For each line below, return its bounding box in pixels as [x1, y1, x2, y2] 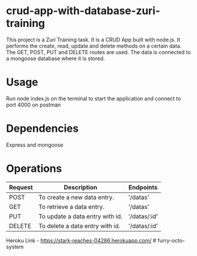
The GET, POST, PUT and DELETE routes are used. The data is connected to [6, 48, 191, 55]
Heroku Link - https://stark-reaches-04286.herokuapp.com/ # [6, 237, 157, 244]
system [6, 243, 24, 250]
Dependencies [6, 122, 79, 135]
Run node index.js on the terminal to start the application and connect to [6, 95, 181, 102]
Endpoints [128, 183, 158, 191]
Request [9, 183, 34, 191]
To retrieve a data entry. [38, 202, 105, 211]
